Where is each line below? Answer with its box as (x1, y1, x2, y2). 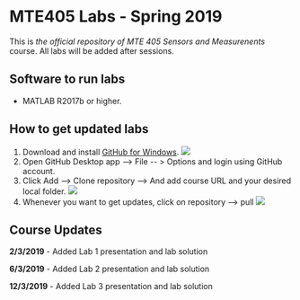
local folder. (22, 186, 66, 197)
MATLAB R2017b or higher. (22, 95, 122, 106)
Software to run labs (9, 72, 126, 87)
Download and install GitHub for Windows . (22, 146, 180, 157)
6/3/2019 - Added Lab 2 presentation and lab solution (9, 263, 210, 275)
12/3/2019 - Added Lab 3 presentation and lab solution (9, 281, 213, 292)
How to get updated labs (9, 121, 149, 137)
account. (22, 165, 56, 176)
